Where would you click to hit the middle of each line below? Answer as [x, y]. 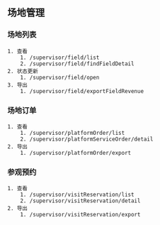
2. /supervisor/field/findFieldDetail [77, 64]
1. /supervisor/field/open [60, 77]
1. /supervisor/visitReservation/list [77, 195]
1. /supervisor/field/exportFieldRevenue [82, 91]
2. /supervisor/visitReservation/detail [80, 201]
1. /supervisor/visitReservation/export [80, 215]
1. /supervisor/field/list [60, 57]
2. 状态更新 [23, 71]
